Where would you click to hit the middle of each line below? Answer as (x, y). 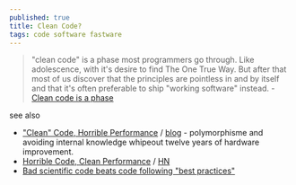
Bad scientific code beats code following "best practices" (129, 171)
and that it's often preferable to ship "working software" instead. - (153, 88)
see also (25, 115)
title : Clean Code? (46, 26)
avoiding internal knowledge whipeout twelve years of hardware (141, 142)
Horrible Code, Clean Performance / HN (96, 162)
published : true (39, 18)
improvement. (48, 152)
